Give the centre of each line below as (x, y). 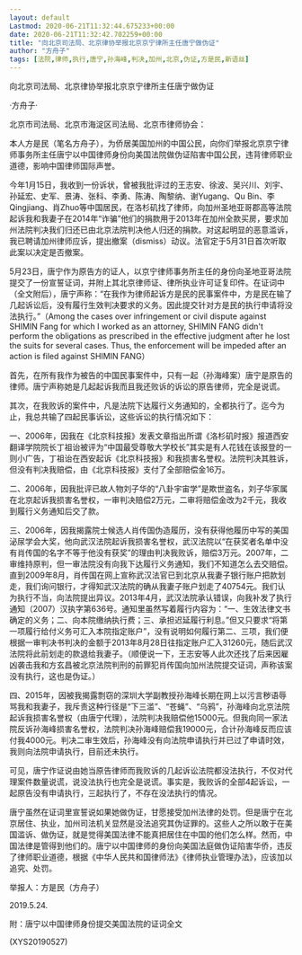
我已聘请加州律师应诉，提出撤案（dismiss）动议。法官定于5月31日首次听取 (148, 241)
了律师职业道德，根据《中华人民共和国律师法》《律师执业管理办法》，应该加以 (151, 857)
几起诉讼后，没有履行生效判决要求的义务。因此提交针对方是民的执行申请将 (147, 305)
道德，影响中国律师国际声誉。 (64, 166)
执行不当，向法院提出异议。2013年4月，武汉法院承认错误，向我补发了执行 (154, 597)
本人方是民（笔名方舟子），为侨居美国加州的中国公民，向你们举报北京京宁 (145, 143)
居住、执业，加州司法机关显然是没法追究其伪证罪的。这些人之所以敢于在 (151, 823)
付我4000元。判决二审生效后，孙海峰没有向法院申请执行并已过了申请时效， (149, 740)
